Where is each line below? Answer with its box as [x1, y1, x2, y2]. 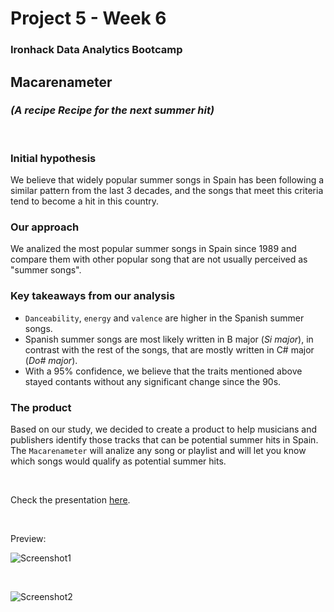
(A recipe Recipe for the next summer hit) [10, 103, 215, 117]
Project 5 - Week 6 [10, 7, 167, 30]
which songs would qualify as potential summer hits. [10, 455, 227, 467]
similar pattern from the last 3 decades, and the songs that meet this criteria [10, 185, 324, 197]
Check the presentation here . [10, 493, 131, 506]
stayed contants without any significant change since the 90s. [24, 375, 282, 387]
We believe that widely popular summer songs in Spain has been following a [10, 174, 325, 186]
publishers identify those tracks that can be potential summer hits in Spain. [10, 433, 319, 446]
